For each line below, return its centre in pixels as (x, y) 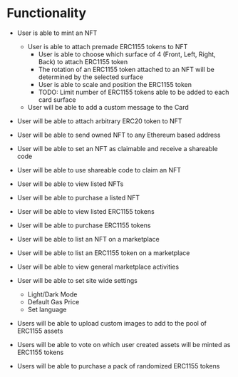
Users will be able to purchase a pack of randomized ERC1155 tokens (118, 366)
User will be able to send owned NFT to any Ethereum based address (119, 135)
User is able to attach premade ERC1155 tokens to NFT (108, 46)
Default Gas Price (53, 301)
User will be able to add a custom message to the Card (108, 107)
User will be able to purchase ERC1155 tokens (84, 225)
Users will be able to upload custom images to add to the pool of (112, 323)
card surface (57, 99)
